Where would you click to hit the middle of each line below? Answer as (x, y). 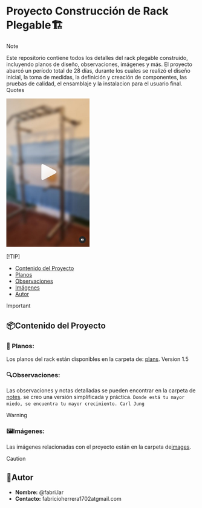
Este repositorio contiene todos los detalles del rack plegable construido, (97, 58)
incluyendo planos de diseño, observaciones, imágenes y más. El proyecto (99, 64)
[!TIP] (13, 257)
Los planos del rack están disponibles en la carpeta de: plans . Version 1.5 (97, 359)
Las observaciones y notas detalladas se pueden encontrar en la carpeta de (101, 391)
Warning (17, 415)
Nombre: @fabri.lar (39, 492)
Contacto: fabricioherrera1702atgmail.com (68, 498)
